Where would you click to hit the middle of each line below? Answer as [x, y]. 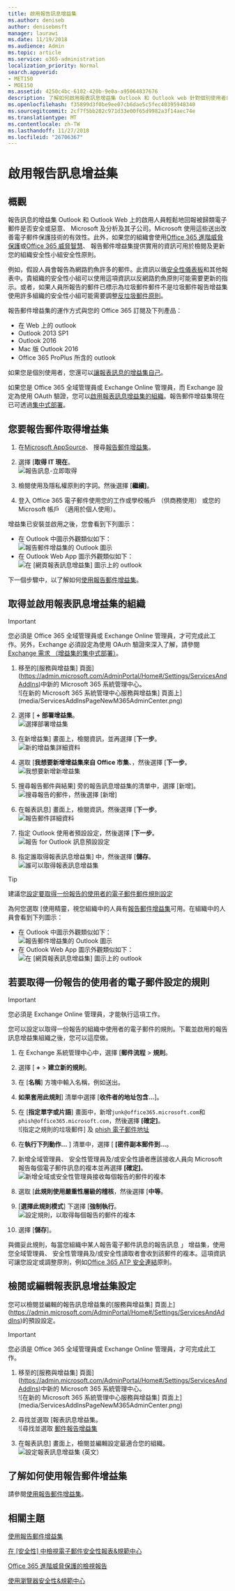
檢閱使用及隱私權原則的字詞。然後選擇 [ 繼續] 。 [85, 485]
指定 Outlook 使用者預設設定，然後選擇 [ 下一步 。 [88, 833]
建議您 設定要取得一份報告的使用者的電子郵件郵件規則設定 [90, 893]
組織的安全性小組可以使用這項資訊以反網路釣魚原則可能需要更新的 [127, 278]
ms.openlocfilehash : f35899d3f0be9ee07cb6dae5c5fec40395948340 [102, 105]
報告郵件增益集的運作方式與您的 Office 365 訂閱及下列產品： [95, 311]
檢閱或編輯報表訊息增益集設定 [72, 1286]
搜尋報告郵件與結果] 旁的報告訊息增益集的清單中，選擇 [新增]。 [108, 786]
